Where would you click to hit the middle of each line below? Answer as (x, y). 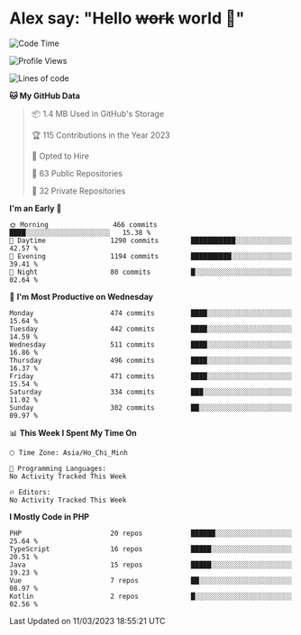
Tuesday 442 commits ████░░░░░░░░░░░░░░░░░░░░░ (151, 329)
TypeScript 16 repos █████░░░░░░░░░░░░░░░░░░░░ (151, 549)
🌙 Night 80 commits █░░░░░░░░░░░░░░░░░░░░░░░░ (151, 272)
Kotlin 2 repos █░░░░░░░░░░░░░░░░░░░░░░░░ (151, 596)
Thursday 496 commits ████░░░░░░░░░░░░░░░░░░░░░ (151, 360)
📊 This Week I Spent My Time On (73, 432)
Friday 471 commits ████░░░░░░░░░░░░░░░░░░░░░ (151, 376)
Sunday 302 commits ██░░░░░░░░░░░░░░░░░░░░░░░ (151, 408)
